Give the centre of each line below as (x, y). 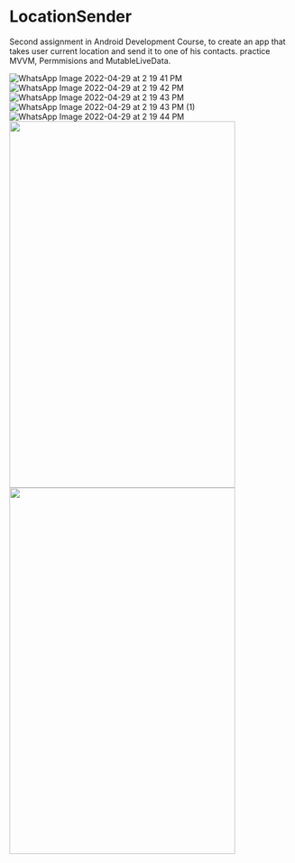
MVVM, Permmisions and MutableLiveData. (90, 60)
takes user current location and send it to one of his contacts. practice (140, 50)
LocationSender (71, 17)
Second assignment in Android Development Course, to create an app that (147, 41)
